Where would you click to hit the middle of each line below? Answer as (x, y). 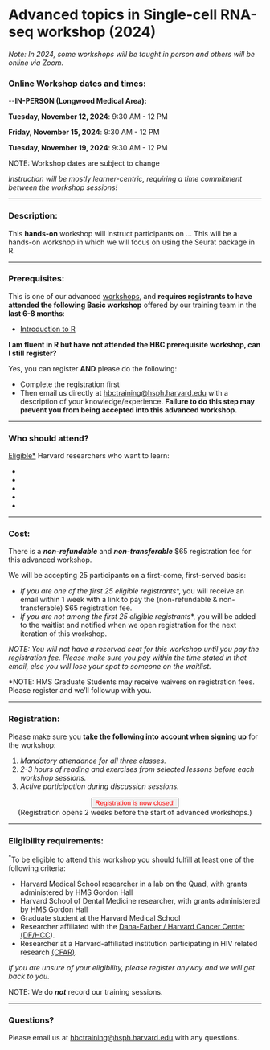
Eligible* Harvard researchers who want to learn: (89, 456)
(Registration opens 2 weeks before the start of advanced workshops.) (135, 812)
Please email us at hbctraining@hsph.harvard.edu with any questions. (124, 1037)
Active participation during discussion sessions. (99, 786)
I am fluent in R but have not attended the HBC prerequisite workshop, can (135, 344)
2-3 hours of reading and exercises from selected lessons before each (137, 769)
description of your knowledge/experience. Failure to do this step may (137, 401)
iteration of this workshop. (63, 634)
